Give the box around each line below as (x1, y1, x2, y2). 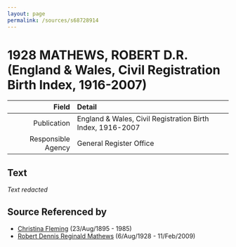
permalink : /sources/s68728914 (7, 17, 99, 24)
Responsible (29, 134, 70, 144)
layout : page (7, 10, 46, 18)
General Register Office (77, 138, 155, 148)
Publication (33, 119, 70, 128)
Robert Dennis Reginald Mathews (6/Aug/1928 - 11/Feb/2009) (17, 232, 196, 241)
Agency (44, 143, 70, 153)
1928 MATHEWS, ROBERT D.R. (7, 47, 188, 63)
